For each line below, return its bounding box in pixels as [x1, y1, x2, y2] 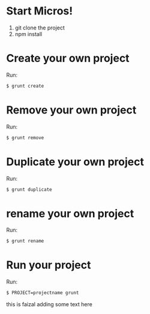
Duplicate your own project [6, 155, 144, 169]
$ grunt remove [6, 134, 44, 140]
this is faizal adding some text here [6, 301, 93, 307]
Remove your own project [6, 103, 137, 116]
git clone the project [14, 24, 65, 31]
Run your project [6, 258, 91, 272]
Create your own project [6, 52, 130, 65]
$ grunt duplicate [6, 186, 52, 193]
